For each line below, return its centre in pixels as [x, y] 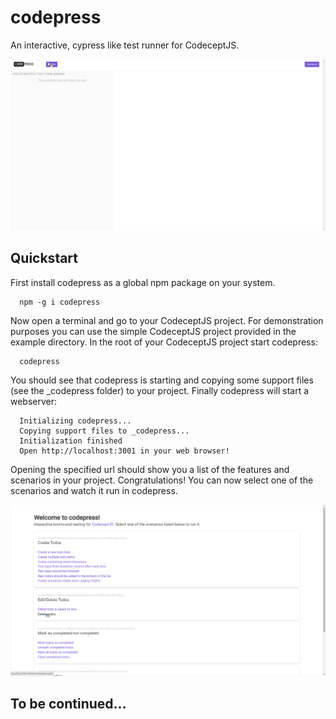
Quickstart [44, 258]
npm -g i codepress [60, 302]
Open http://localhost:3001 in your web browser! [124, 451]
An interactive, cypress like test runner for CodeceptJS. [125, 45]
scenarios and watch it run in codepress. [94, 490]
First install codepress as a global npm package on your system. [143, 282]
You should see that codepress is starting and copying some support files [162, 380]
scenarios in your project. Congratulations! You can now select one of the [162, 480]
